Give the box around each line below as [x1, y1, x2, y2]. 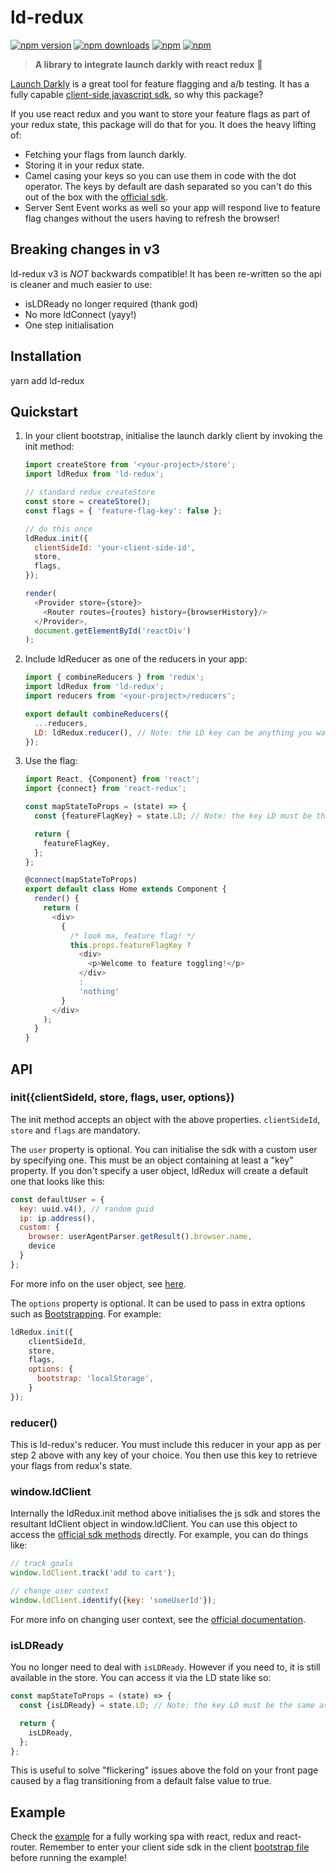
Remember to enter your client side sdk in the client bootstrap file [39, 1841, 310, 1853]
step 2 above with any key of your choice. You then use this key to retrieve [10, 1449, 318, 1461]
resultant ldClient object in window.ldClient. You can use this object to [10, 1518, 298, 1530]
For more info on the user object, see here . [10, 1277, 187, 1290]
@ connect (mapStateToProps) [24, 875, 138, 885]
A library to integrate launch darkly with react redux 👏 [34, 58, 263, 70]
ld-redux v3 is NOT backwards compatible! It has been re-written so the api [10, 267, 322, 280]
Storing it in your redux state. [24, 159, 145, 171]
